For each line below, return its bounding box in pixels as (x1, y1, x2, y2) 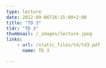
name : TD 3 (22, 48, 50, 54)
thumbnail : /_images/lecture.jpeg (6, 31, 93, 37)
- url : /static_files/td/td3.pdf (17, 42, 101, 48)
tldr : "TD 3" (6, 25, 39, 32)
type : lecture (6, 8, 42, 15)
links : (6, 36, 23, 42)
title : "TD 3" (6, 20, 42, 26)
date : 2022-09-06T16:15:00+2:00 (6, 14, 87, 20)
